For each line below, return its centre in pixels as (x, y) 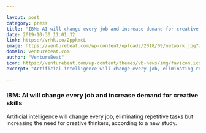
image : (15, 46)
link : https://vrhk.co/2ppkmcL (46, 40)
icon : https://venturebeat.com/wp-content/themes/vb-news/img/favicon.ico (104, 63)
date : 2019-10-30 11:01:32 (41, 34)
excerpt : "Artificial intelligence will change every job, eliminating (100, 69)
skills (14, 103)
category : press (27, 23)
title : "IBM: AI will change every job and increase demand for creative (103, 29)
